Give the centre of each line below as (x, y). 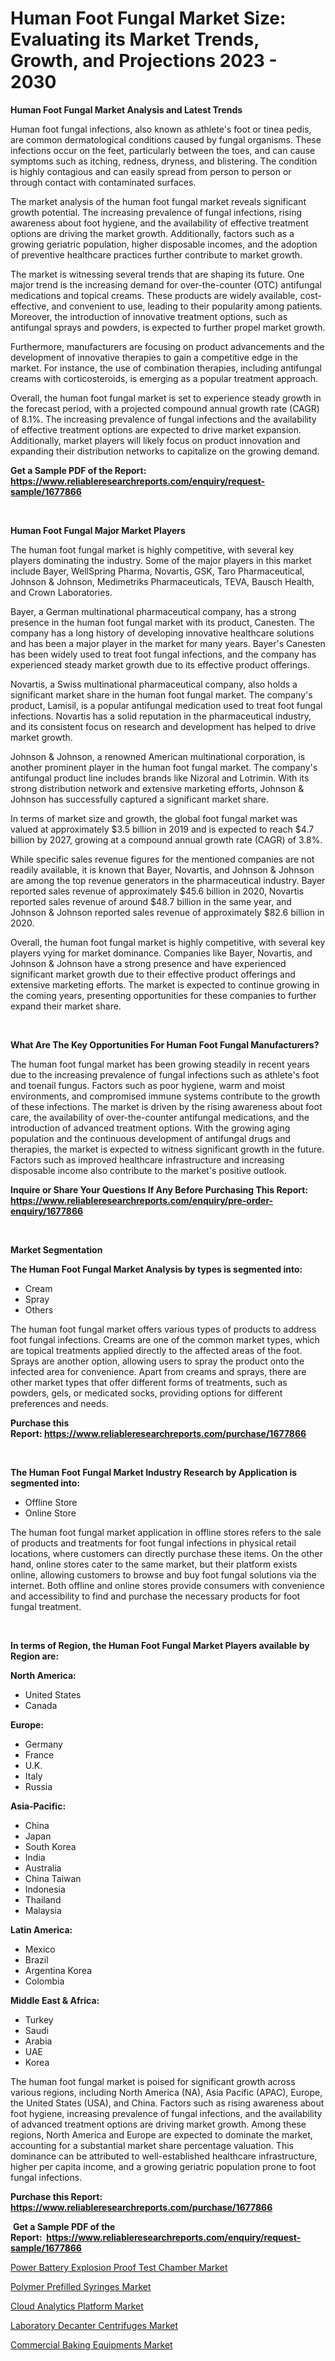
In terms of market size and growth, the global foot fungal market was (154, 818)
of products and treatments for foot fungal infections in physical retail (153, 1543)
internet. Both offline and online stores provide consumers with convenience (167, 1585)
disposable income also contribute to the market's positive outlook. (149, 1170)
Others (39, 1309)
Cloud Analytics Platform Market (77, 2306)
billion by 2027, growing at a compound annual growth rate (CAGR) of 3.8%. (166, 839)
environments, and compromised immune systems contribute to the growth (165, 1096)
